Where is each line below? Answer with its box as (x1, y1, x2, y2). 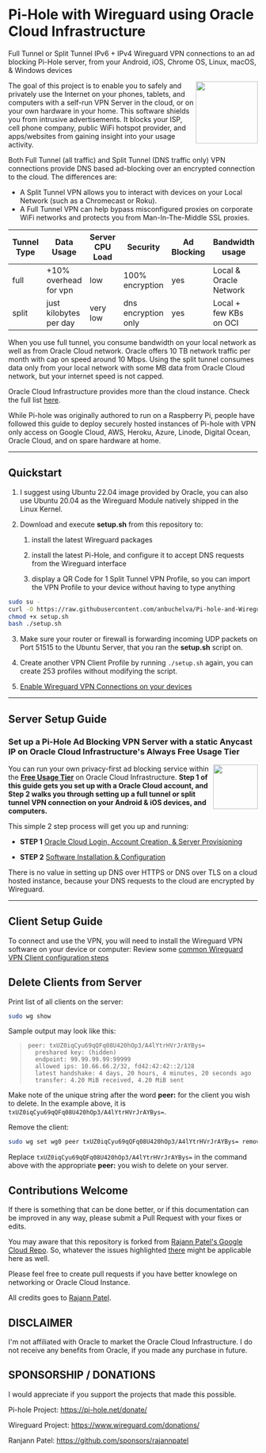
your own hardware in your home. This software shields (8, 105, 190, 116)
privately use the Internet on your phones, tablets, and (8, 89, 185, 98)
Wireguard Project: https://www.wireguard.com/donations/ (8, 1420, 200, 1429)
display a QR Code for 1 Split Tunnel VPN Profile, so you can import (31, 573, 251, 584)
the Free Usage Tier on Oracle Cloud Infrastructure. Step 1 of (8, 772, 208, 782)
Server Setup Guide (8, 712, 107, 726)
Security (127, 241, 161, 252)
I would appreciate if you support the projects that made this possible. (8, 1390, 237, 1399)
